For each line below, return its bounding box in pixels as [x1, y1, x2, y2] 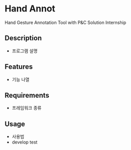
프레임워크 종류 [11, 105, 42, 111]
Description [4, 34, 42, 42]
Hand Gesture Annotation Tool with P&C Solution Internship [4, 19, 127, 25]
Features [4, 63, 33, 71]
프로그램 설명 [11, 48, 38, 54]
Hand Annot [4, 3, 56, 14]
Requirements [4, 91, 49, 100]
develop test [11, 139, 38, 145]
